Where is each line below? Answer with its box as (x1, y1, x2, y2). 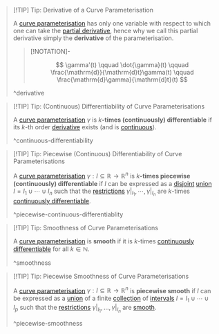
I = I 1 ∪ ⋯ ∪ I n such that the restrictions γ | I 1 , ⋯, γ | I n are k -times (12, 187, 191, 198)
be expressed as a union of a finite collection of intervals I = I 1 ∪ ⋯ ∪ (12, 294, 209, 304)
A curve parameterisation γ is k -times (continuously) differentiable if (12, 115, 212, 124)
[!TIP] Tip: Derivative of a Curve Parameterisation (12, 6, 153, 14)
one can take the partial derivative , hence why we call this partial (12, 27, 198, 35)
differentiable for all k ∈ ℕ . (12, 245, 90, 253)
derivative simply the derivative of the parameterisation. (12, 34, 174, 42)
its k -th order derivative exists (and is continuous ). (12, 123, 157, 131)
